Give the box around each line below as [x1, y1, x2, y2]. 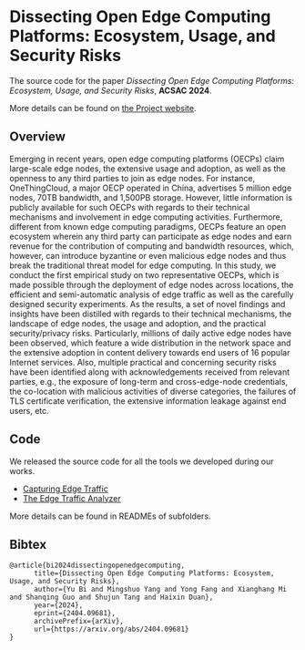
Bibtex [9, 536, 47, 552]
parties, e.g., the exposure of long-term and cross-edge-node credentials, [9, 376, 289, 387]
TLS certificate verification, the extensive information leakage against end [9, 395, 287, 407]
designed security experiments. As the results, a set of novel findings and [9, 298, 286, 309]
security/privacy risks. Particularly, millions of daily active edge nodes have [9, 327, 292, 338]
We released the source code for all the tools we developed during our [9, 456, 275, 467]
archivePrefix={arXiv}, [33, 617, 125, 626]
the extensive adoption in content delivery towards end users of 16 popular [9, 346, 290, 357]
